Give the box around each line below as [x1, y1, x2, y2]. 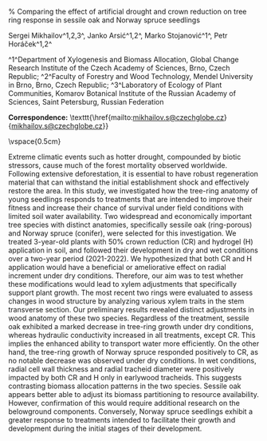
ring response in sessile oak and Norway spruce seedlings [8, 15, 201, 25]
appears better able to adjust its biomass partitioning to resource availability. [8, 390, 259, 399]
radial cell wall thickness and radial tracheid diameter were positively [8, 364, 234, 374]
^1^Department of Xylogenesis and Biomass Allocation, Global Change [8, 55, 239, 64]
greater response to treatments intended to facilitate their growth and [8, 415, 236, 424]
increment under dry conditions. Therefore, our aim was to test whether [8, 271, 244, 280]
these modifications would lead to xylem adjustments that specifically [8, 280, 238, 288]
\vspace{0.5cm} [8, 137, 61, 146]
